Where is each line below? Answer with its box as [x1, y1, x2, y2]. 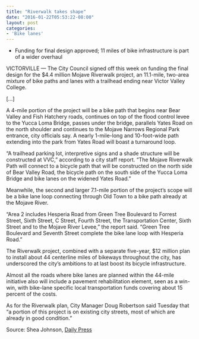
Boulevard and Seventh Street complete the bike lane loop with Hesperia [6, 230, 184, 237]
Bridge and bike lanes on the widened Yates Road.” [6, 175, 131, 182]
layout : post [6, 20, 39, 26]
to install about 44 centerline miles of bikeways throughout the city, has [6, 254, 181, 261]
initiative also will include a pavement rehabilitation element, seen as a [6, 278, 178, 285]
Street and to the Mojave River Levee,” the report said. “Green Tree [6, 223, 170, 230]
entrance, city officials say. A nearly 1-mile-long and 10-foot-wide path [6, 132, 179, 140]
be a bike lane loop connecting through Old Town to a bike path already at [6, 193, 187, 200]
